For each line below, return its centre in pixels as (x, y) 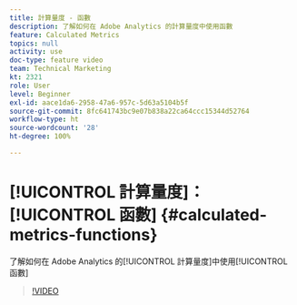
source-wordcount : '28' (54, 128)
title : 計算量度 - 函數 (50, 18)
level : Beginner (40, 94)
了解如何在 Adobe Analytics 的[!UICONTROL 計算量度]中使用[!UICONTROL (148, 261)
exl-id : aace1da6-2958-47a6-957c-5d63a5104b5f (99, 102)
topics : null (34, 43)
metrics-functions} (84, 235)
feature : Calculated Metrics (64, 35)
